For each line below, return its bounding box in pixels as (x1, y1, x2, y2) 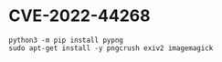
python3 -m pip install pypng (8, 36, 124, 45)
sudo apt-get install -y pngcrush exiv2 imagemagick (8, 43, 214, 53)
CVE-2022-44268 (8, 5, 151, 26)
